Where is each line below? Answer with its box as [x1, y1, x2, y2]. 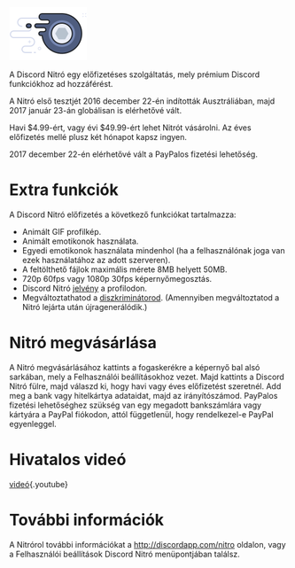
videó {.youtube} [9, 479, 69, 489]
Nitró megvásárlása [9, 333, 157, 353]
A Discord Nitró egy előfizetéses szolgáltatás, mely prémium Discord [9, 69, 260, 80]
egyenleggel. [9, 418, 58, 429]
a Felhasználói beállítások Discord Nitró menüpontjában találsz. [9, 549, 241, 559]
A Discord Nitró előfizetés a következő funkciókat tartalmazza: [9, 209, 237, 220]
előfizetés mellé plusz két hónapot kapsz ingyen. [9, 132, 188, 142]
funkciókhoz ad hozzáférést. [9, 79, 113, 89]
